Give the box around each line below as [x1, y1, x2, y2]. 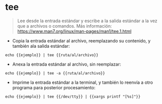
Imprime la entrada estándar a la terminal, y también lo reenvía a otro [12, 79, 153, 85]
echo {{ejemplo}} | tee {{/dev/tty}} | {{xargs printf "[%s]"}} [5, 94, 141, 99]
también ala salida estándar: [12, 43, 70, 49]
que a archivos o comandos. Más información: [17, 23, 112, 29]
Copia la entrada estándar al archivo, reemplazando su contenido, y [12, 37, 151, 43]
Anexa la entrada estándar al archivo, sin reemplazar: [12, 61, 121, 67]
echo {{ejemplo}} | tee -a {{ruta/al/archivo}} [5, 70, 106, 75]
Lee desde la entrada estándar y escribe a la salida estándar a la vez [17, 18, 158, 24]
